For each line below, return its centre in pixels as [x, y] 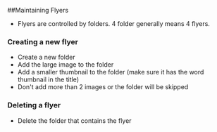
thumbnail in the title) [48, 79]
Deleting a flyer [34, 105]
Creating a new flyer [43, 41]
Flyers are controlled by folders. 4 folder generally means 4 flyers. [113, 24]
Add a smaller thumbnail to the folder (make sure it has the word [111, 72]
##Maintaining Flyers [38, 10]
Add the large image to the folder [66, 65]
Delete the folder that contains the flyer [74, 120]
